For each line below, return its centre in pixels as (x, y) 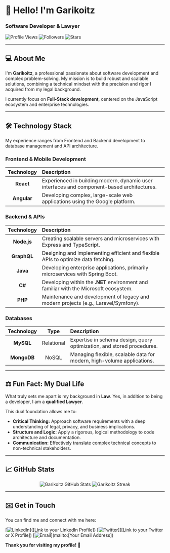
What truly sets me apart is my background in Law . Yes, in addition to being (84, 396)
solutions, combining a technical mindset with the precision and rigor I (78, 84)
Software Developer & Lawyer (42, 26)
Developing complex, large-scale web (88, 195)
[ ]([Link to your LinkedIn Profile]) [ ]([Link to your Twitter (84, 530)
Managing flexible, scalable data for (113, 354)
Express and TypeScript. (71, 245)
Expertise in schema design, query (111, 340)
